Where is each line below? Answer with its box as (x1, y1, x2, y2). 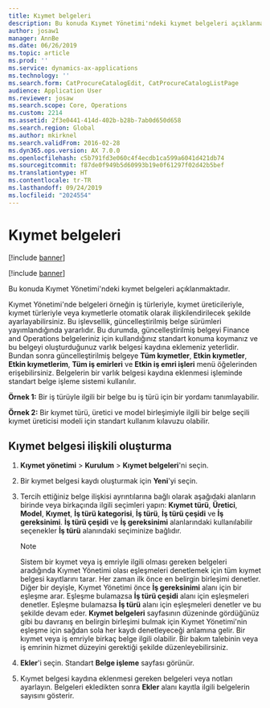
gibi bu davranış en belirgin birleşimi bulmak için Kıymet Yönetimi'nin (19, 617, 247, 627)
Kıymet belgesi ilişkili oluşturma (8, 439, 172, 453)
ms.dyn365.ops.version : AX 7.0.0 (8, 146, 121, 154)
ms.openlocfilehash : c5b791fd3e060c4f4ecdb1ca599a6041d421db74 (8, 154, 225, 162)
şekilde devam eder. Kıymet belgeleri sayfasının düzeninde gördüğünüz (19, 608, 260, 618)
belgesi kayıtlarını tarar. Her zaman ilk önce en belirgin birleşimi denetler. (19, 574, 261, 584)
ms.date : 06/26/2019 (8, 42, 78, 50)
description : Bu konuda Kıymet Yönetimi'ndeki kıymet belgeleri (8, 19, 228, 27)
